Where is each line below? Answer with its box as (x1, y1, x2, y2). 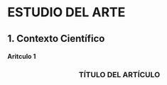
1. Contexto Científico (7, 33, 105, 45)
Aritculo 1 (7, 52, 36, 61)
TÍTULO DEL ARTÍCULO (78, 70, 161, 80)
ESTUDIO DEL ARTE (7, 4, 126, 21)
